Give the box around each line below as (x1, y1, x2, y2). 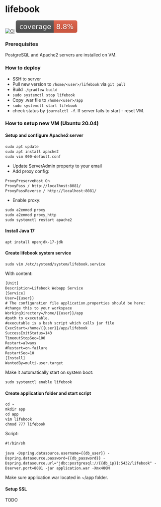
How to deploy (5, 64, 41, 71)
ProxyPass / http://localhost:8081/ (5, 183, 81, 188)
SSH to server (12, 76, 41, 82)
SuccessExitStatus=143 (5, 331, 52, 336)
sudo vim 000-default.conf (5, 154, 61, 159)
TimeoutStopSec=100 (5, 336, 46, 341)
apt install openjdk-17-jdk (5, 240, 64, 245)
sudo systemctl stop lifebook (12, 92, 76, 98)
